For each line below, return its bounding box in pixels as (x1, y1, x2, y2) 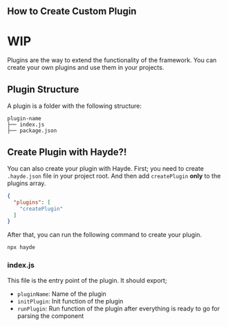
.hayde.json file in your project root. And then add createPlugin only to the (7, 171, 221, 180)
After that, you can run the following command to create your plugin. (7, 231, 202, 239)
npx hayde (7, 244, 36, 251)
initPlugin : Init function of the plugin (17, 297, 124, 305)
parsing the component (17, 311, 84, 320)
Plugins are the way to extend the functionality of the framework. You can (7, 56, 217, 64)
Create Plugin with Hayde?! (7, 146, 127, 158)
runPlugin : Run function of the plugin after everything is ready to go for (17, 304, 220, 312)
